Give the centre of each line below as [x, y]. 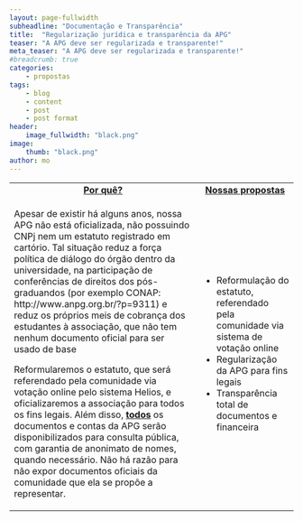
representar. [40, 493]
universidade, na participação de [83, 270]
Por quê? [103, 190]
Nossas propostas [245, 190]
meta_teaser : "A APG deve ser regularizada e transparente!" [127, 51]
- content [44, 102]
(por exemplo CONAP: [114, 293]
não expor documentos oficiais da [86, 470]
